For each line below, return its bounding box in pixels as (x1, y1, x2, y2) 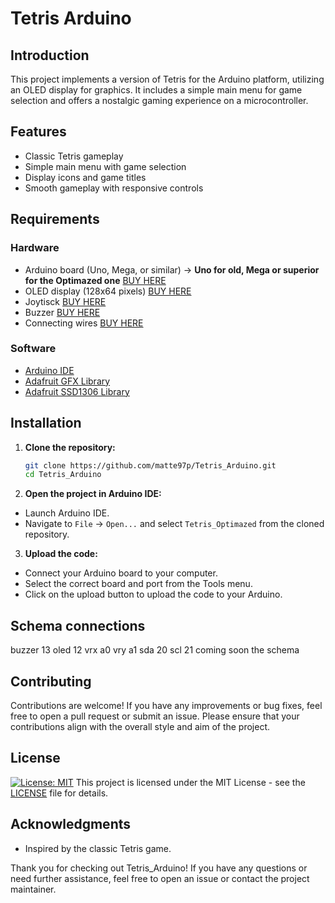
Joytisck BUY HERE (24, 295, 107, 307)
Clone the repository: (24, 441, 116, 453)
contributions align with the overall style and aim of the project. (10, 720, 271, 732)
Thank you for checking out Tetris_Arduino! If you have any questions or (10, 862, 308, 874)
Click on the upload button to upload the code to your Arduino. (24, 588, 283, 601)
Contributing (10, 673, 92, 690)
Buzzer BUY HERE (24, 306, 101, 318)
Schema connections (10, 617, 146, 634)
